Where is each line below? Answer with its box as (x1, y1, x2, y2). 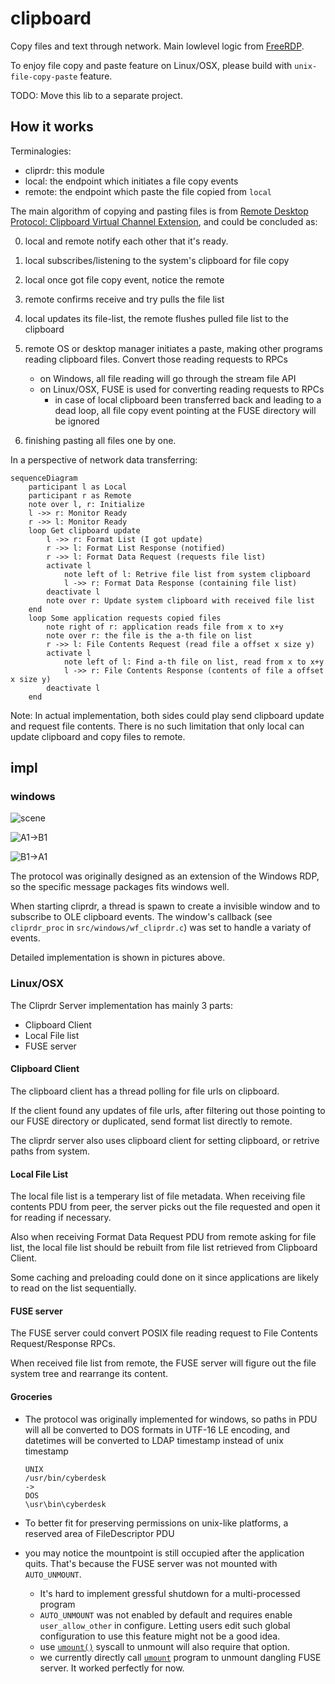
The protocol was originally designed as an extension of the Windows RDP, (10, 870, 320, 882)
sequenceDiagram (10, 473, 78, 483)
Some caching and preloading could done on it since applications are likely (10, 1272, 320, 1284)
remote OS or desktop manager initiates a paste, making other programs (24, 342, 323, 354)
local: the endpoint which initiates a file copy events (24, 175, 239, 187)
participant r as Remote (28, 490, 132, 501)
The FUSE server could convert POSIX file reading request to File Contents (10, 1327, 318, 1339)
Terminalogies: (10, 145, 72, 157)
